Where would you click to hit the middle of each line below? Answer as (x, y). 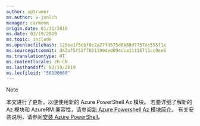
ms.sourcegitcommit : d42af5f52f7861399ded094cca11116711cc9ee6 (86, 51)
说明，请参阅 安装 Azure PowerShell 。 (57, 117)
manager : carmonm (28, 23)
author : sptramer (28, 12)
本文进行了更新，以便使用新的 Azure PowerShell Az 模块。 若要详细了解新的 (99, 102)
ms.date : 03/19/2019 (32, 34)
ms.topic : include (29, 39)
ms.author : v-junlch (32, 17)
